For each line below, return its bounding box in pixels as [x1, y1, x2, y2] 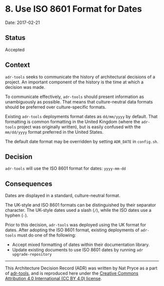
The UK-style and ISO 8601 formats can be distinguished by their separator [5, 202, 156, 208]
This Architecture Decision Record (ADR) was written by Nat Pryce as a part [5, 265, 158, 271]
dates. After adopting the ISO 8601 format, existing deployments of [5, 227, 140, 233]
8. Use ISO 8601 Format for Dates [5, 3, 143, 15]
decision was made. [5, 84, 45, 90]
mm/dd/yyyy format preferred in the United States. [5, 129, 104, 135]
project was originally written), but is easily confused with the [17, 123, 141, 130]
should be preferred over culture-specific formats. [5, 104, 106, 110]
